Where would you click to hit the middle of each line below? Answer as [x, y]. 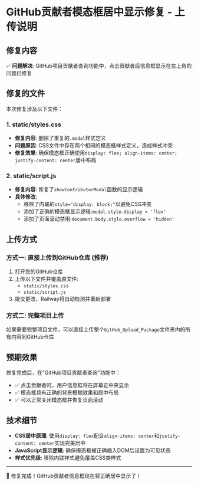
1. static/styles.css [34, 124]
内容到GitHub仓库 [32, 337]
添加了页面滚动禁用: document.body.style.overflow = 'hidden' [99, 219]
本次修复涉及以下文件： [34, 109]
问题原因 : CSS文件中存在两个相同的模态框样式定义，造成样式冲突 [93, 146]
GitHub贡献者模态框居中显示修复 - [89, 12]
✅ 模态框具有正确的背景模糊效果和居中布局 [67, 392]
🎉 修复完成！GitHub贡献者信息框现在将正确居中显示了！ [74, 476]
